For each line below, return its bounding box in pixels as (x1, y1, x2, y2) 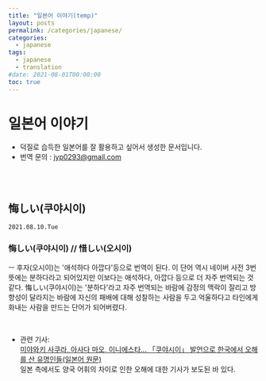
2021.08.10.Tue (8, 223, 59, 231)
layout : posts (8, 19, 56, 27)
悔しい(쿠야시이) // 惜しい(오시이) (8, 243, 133, 254)
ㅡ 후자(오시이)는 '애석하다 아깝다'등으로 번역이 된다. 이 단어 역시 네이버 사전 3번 (8, 263, 256, 272)
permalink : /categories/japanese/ (8, 26, 123, 34)
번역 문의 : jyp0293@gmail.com (19, 152, 121, 162)
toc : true (8, 78, 41, 86)
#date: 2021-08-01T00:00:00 (8, 71, 102, 79)
